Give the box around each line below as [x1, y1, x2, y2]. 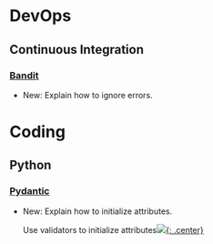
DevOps [9, 5, 72, 26]
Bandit [9, 69, 39, 82]
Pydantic [9, 185, 50, 198]
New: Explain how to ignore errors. [22, 89, 153, 100]
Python [9, 158, 52, 173]
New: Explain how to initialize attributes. [22, 206, 173, 217]
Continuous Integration [9, 42, 144, 57]
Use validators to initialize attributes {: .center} [22, 224, 204, 235]
